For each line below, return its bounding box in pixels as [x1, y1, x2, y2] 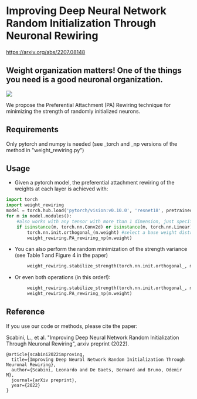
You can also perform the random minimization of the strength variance [14, 246, 188, 253]
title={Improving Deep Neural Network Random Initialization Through [11, 357, 185, 363]
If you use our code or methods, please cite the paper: [6, 322, 138, 330]
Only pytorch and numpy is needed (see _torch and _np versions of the [6, 140, 178, 147]
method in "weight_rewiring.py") [6, 146, 84, 153]
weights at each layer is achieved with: [14, 185, 108, 192]
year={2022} [11, 382, 41, 388]
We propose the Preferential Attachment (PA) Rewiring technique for [6, 101, 171, 108]
